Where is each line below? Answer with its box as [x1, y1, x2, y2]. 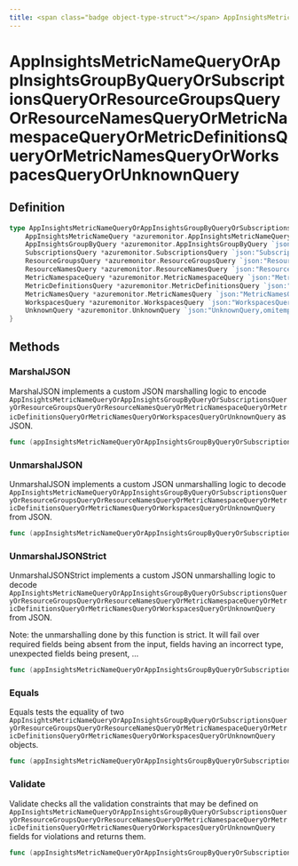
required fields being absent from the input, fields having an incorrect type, [9, 639, 284, 650]
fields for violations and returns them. [9, 830, 146, 841]
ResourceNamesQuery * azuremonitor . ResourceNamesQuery [25, 265, 228, 274]
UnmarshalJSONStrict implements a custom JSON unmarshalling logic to [9, 570, 276, 581]
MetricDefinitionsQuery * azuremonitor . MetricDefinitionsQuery [25, 281, 260, 290]
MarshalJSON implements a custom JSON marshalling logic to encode [9, 386, 267, 397]
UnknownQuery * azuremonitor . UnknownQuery [25, 306, 180, 316]
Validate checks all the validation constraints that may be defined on [9, 798, 259, 809]
